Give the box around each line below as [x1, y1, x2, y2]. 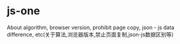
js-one [7, 4, 40, 18]
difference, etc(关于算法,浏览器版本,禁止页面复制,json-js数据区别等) [7, 31, 174, 38]
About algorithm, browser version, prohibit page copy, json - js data [7, 24, 175, 31]
